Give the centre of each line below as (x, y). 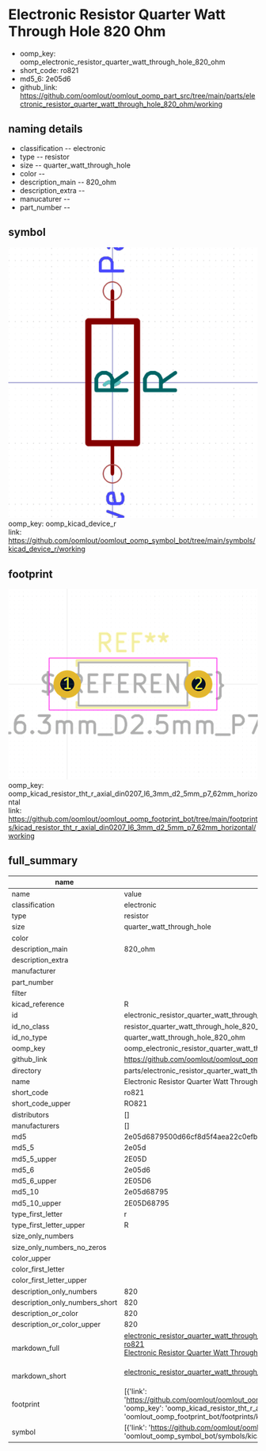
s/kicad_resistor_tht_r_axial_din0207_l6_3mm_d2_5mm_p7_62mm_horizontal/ (132, 828)
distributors (30, 1114)
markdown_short (39, 1376)
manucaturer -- (45, 199)
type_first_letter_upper (48, 1225)
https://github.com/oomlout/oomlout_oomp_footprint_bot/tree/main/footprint (133, 819)
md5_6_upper (34, 1181)
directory (27, 1071)
